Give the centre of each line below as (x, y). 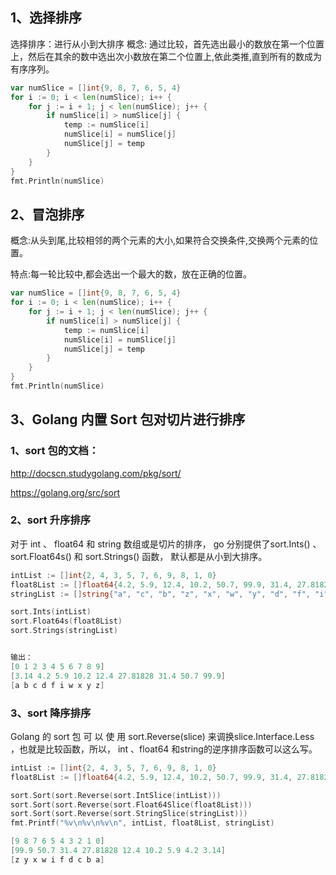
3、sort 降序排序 (51, 713)
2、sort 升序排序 (51, 520)
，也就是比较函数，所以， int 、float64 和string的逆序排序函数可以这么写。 (164, 749)
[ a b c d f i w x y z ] (57, 685)
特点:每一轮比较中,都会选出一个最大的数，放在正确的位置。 (131, 274)
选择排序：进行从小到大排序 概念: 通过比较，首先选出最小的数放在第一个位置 (167, 44)
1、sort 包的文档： (55, 451)
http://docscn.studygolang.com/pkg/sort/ (96, 473)
